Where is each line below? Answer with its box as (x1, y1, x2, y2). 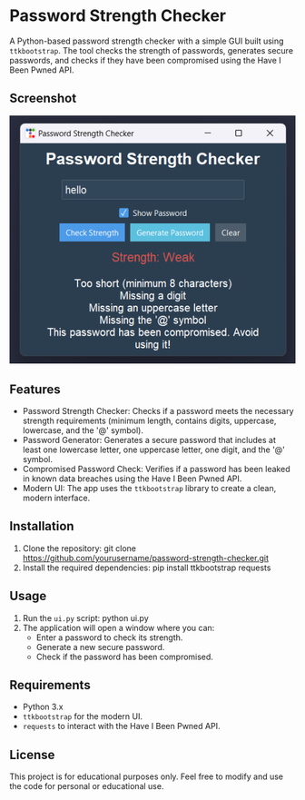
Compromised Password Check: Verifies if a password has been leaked (22, 464, 290, 475)
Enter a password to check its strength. (35, 632, 183, 643)
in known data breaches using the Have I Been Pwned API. (22, 473, 242, 484)
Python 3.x (22, 701, 64, 713)
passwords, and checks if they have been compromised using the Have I (9, 54, 281, 65)
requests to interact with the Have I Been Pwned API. (22, 721, 221, 732)
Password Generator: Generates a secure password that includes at (22, 435, 277, 446)
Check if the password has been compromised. (35, 651, 213, 662)
